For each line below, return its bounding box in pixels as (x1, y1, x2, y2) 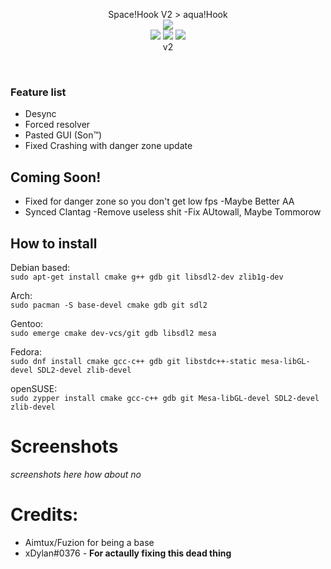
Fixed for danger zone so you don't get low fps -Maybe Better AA (24, 195, 295, 208)
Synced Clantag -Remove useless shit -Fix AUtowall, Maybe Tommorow (24, 206, 322, 218)
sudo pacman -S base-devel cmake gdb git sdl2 (10, 300, 208, 310)
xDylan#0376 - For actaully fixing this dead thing (24, 547, 232, 559)
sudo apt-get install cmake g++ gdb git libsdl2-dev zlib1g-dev (10, 272, 284, 282)
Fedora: (10, 345, 43, 358)
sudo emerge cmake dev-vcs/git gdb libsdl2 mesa (10, 328, 217, 338)
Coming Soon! (10, 169, 102, 186)
